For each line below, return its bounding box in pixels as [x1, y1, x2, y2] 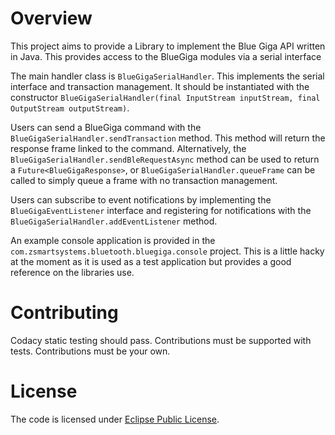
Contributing [10, 302, 119, 324]
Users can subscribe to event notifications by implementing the [10, 193, 272, 206]
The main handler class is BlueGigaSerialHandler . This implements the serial [10, 70, 325, 82]
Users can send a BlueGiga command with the [10, 121, 202, 133]
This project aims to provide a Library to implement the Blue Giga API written [10, 40, 326, 52]
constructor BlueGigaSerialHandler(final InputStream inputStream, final [10, 91, 321, 103]
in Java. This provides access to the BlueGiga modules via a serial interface [10, 50, 322, 62]
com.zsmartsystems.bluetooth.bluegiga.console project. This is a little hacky [10, 245, 325, 257]
